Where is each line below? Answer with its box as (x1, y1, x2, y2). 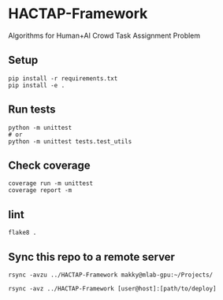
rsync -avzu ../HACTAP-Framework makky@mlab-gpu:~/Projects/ (8, 271, 214, 279)
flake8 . (8, 229, 37, 237)
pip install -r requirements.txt (8, 74, 118, 83)
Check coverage (8, 158, 91, 172)
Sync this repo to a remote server (8, 250, 176, 264)
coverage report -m (8, 187, 72, 194)
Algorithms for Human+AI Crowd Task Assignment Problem (8, 31, 201, 40)
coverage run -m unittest (8, 180, 93, 187)
